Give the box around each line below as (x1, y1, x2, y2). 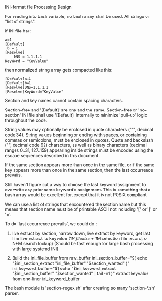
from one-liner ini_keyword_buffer (12, 276, 80, 282)
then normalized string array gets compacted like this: (5, 67, 113, 73)
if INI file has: (5, 28, 31, 33)
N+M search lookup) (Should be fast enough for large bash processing (12, 241, 153, 246)
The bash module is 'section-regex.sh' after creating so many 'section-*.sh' (5, 285, 156, 291)
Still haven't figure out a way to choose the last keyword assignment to (5, 182, 146, 187)
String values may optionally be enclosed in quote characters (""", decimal (5, 127, 153, 132)
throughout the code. (5, 117, 47, 123)
